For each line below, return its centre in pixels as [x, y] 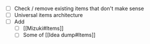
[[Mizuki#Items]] [43, 28]
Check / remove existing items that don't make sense [79, 9]
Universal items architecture [49, 15]
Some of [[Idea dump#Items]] [59, 35]
